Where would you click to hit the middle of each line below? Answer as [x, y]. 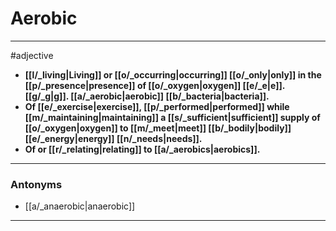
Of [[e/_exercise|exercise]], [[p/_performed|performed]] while [157, 106]
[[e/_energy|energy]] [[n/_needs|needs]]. [113, 138]
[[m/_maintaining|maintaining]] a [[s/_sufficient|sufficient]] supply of [172, 117]
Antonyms [36, 184]
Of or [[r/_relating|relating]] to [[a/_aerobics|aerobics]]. [142, 149]
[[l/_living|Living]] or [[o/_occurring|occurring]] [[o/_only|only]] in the [173, 74]
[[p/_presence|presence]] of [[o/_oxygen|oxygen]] [133, 85]
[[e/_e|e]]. [264, 85]
